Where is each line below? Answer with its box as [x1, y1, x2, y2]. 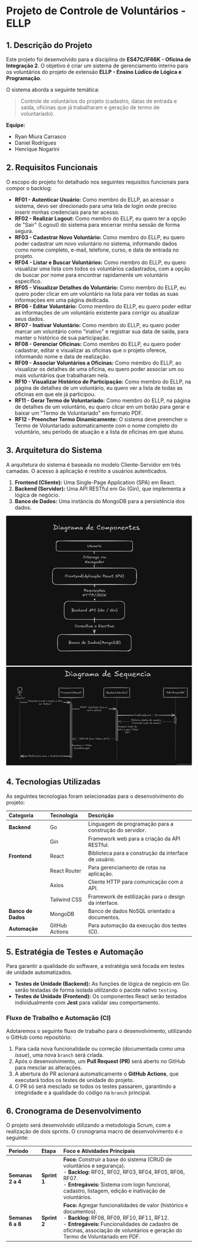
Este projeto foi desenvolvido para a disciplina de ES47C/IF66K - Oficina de [6, 56, 192, 63]
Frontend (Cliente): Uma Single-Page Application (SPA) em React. [14, 478, 176, 485]
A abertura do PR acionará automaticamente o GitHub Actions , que [14, 1070, 179, 1077]
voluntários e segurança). [63, 1162, 126, 1169]
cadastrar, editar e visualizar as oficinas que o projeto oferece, [14, 347, 167, 354]
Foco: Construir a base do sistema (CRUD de [63, 1156, 172, 1163]
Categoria [8, 812, 34, 819]
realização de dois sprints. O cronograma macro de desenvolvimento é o [6, 1128, 183, 1135]
